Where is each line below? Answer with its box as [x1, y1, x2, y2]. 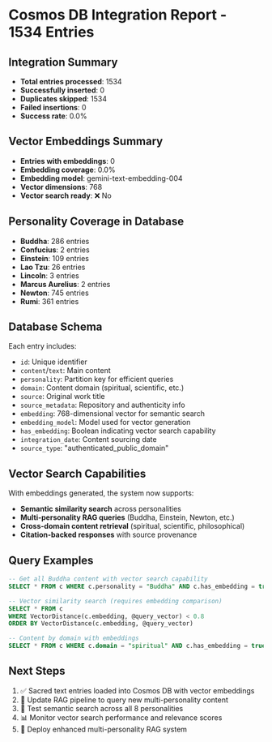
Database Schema [8, 320, 103, 334]
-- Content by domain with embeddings [8, 634, 139, 642]
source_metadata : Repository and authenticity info [19, 400, 185, 410]
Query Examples [8, 553, 94, 567]
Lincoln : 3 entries [19, 270, 79, 281]
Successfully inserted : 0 [19, 85, 105, 95]
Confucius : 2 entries [19, 245, 91, 255]
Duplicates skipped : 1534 [19, 94, 108, 103]
